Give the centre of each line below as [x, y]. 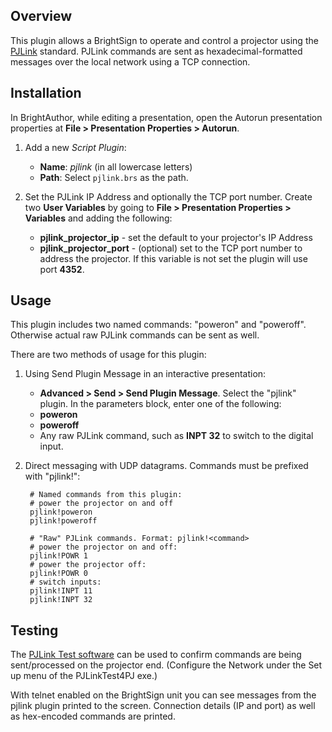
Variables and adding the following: [98, 218]
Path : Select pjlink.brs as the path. [114, 177]
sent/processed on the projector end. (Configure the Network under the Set [166, 665]
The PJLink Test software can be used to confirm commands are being [156, 655]
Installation [46, 93]
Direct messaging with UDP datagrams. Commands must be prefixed [166, 466]
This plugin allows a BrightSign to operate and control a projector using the [164, 40]
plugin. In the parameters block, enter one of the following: [160, 404]
